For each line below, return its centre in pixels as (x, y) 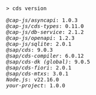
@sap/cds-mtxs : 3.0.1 (37, 74)
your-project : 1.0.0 (36, 85)
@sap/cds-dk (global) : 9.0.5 (48, 62)
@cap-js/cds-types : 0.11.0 (45, 26)
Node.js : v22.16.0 (33, 80)
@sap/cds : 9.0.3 (29, 50)
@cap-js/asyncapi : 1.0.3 (42, 20)
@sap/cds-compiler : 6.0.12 (45, 56)
